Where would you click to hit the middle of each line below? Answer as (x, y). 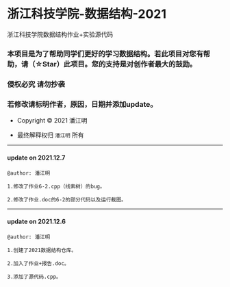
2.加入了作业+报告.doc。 (38, 264)
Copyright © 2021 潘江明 (52, 121)
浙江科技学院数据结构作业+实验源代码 (60, 34)
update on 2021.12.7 (36, 158)
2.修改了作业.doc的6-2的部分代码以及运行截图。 (67, 200)
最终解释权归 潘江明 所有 (50, 135)
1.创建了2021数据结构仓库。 (42, 251)
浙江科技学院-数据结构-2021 (87, 14)
